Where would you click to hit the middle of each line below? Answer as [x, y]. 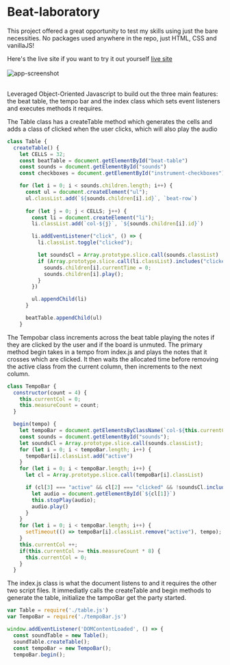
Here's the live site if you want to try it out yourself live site [90, 58]
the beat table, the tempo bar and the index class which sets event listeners [114, 101]
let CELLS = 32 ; [43, 154]
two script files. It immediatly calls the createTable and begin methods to [109, 590]
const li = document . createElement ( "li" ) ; [93, 217]
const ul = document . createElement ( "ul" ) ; [87, 192]
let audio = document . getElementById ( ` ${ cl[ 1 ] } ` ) [104, 494]
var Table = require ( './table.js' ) [58, 610]
